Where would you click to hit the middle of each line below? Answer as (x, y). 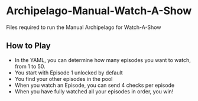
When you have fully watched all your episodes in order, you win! (94, 91)
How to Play (29, 46)
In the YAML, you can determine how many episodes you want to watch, (103, 60)
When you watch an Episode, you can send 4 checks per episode (95, 85)
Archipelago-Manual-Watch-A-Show (99, 11)
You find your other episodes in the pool (64, 79)
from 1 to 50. (30, 66)
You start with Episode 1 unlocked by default (69, 73)
